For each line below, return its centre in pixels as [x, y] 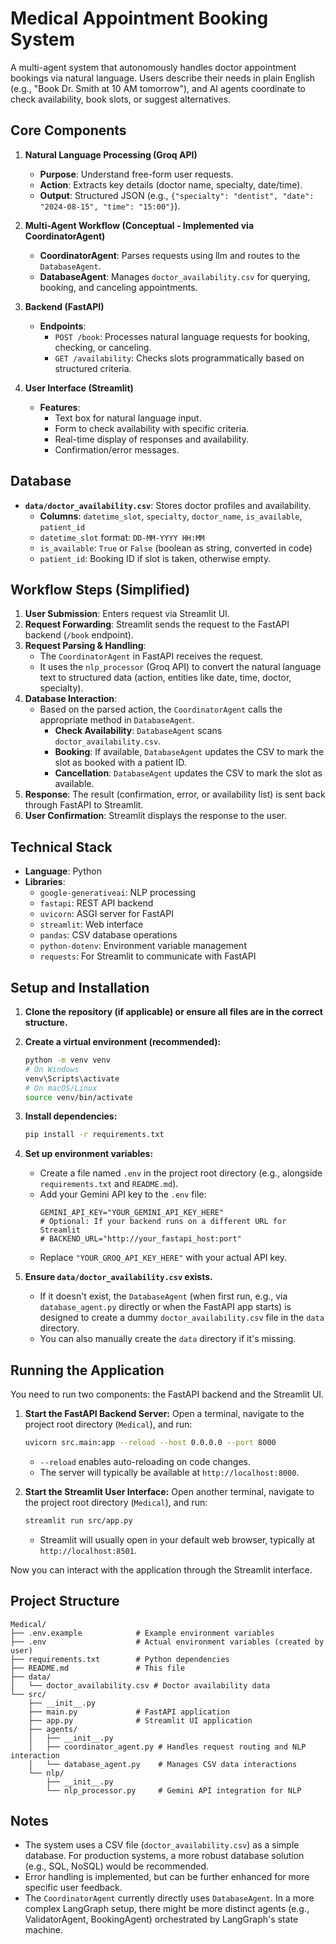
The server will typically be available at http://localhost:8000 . [169, 1472]
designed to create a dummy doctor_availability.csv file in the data [182, 1318]
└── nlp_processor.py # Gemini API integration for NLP [174, 1790]
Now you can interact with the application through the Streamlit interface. [161, 1569]
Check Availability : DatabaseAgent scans [138, 731]
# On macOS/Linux [61, 1088]
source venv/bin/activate [78, 1097]
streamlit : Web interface [91, 924]
